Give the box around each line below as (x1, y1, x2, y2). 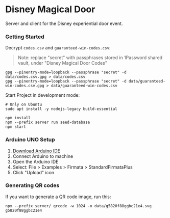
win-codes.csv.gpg (5, 83, 44, 89)
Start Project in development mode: (5, 92, 80, 98)
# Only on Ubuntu (5, 102, 42, 107)
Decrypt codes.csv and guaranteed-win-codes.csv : (5, 45, 111, 51)
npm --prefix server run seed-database (5, 120, 90, 125)
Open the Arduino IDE (12, 158, 59, 165)
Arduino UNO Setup (5, 136, 55, 143)
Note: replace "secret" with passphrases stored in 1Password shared (17, 54, 162, 61)
